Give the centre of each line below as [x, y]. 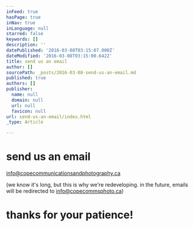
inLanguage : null [28, 28]
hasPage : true [24, 17]
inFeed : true [22, 12]
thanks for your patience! [70, 215]
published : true [26, 78]
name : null [25, 94]
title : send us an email [37, 61]
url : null [23, 105]
